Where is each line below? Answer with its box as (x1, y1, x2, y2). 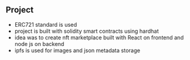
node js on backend (14, 40, 65, 47)
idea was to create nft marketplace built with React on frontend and (14, 33, 184, 41)
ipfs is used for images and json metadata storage (14, 47, 141, 54)
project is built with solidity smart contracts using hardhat (14, 27, 159, 35)
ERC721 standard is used (14, 21, 77, 28)
